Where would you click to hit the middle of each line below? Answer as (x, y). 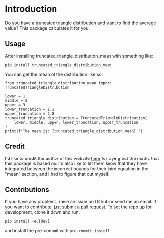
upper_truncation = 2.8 (30, 114)
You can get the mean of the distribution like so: (54, 74)
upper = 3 (15, 105)
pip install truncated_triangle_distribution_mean (58, 65)
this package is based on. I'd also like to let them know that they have (76, 163)
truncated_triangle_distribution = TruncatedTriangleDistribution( (76, 118)
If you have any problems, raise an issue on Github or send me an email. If (81, 202)
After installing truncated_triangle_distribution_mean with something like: (79, 56)
